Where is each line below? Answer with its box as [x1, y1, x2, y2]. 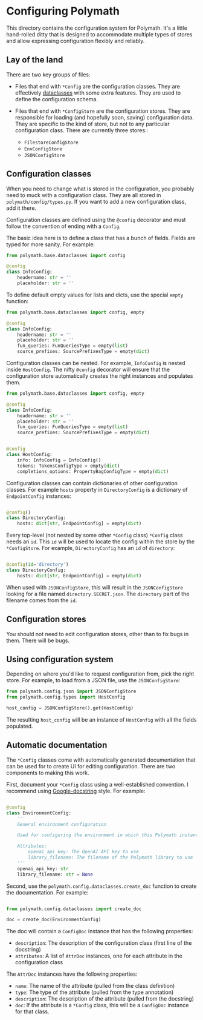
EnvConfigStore [24, 146, 62, 152]
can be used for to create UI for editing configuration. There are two [6, 762, 176, 770]
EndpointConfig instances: [6, 492, 71, 500]
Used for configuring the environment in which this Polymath [17, 832, 177, 838]
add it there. [6, 204, 37, 212]
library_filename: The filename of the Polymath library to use [28, 854, 193, 861]
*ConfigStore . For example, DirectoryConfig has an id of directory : [6, 545, 175, 552]
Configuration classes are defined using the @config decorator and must [6, 216, 186, 223]
